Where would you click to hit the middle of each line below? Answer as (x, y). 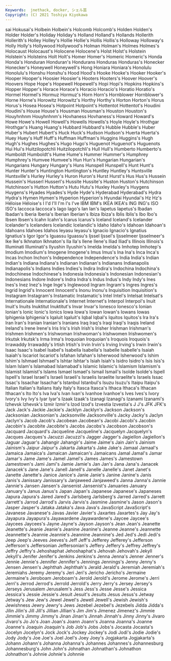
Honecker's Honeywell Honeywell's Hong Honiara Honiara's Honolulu (78, 67)
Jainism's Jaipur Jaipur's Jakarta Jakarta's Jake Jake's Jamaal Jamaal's (82, 447)
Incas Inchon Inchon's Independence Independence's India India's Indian (82, 257)
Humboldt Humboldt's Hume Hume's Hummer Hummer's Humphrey (77, 154)
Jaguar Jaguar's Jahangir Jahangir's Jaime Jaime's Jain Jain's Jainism (80, 442)
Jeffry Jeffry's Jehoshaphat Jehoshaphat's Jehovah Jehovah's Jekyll (79, 551)
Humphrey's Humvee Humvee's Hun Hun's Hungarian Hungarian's (75, 159)
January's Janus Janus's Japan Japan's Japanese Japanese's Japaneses (83, 491)
